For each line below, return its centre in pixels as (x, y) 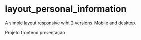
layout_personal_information (66, 9)
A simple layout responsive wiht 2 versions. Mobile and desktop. (71, 23)
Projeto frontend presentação (35, 32)
